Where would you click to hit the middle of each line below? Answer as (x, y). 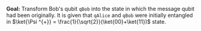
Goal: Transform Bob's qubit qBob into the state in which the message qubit (100, 9)
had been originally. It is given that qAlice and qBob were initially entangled (100, 15)
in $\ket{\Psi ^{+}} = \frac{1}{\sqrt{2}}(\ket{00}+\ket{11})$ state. (86, 22)
